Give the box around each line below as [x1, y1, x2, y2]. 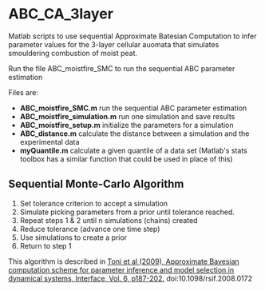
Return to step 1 [19, 241, 72, 250]
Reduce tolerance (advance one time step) [19, 224, 160, 233]
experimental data [19, 137, 80, 146]
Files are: [8, 87, 38, 97]
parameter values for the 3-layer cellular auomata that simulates [8, 39, 220, 49]
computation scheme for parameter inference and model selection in [8, 265, 234, 274]
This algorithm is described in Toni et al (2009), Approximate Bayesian [8, 257, 239, 266]
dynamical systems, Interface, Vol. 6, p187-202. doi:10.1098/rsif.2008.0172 [8, 273, 253, 283]
